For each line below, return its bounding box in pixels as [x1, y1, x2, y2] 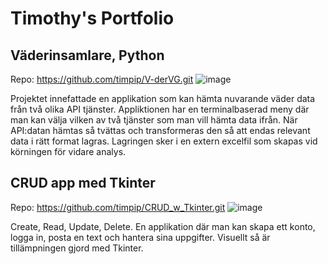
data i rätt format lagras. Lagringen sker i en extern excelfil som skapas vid [10, 135, 318, 147]
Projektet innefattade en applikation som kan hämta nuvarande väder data [10, 93, 316, 104]
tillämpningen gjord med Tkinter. [10, 242, 144, 254]
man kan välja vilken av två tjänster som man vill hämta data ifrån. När [10, 114, 298, 126]
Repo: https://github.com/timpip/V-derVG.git [10, 73, 194, 85]
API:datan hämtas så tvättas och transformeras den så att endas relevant [10, 125, 311, 136]
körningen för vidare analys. [10, 146, 127, 157]
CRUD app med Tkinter [10, 175, 156, 192]
